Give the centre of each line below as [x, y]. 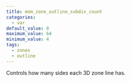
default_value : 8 [28, 28]
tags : [13, 45]
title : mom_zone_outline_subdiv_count [54, 12]
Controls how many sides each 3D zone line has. [66, 72]
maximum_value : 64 [29, 34]
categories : [21, 17]
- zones [21, 51]
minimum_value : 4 [28, 39]
